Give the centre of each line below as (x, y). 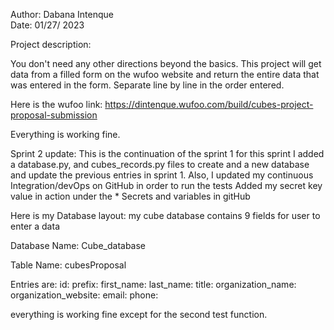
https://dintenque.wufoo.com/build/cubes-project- (209, 104)
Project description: (51, 44)
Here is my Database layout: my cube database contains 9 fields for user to (165, 215)
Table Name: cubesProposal (68, 265)
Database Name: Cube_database (78, 245)
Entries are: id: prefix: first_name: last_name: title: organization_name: (153, 284)
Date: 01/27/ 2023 (47, 25)
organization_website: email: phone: (84, 295)
